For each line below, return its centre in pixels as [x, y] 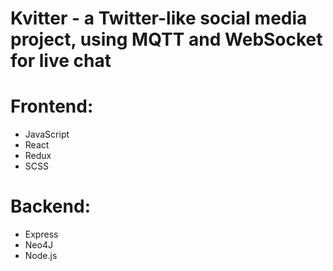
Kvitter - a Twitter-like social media [159, 18]
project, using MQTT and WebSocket [166, 39]
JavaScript [47, 134]
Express [41, 234]
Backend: [50, 206]
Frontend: [52, 106]
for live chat [61, 61]
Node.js [41, 256]
